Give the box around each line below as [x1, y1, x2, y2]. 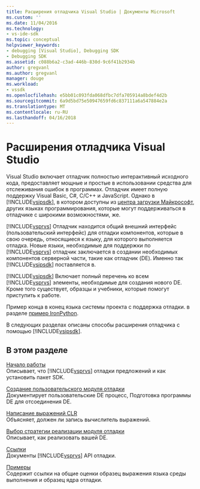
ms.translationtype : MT [6, 103, 66, 110]
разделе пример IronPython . [6, 310, 79, 317]
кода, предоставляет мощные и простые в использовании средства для [6, 179, 192, 186]
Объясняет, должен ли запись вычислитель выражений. [6, 416, 151, 423]
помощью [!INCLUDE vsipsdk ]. [6, 328, 82, 335]
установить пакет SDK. [6, 374, 65, 381]
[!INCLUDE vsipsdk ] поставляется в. [6, 261, 96, 268]
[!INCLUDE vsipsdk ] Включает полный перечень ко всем [6, 273, 149, 280]
